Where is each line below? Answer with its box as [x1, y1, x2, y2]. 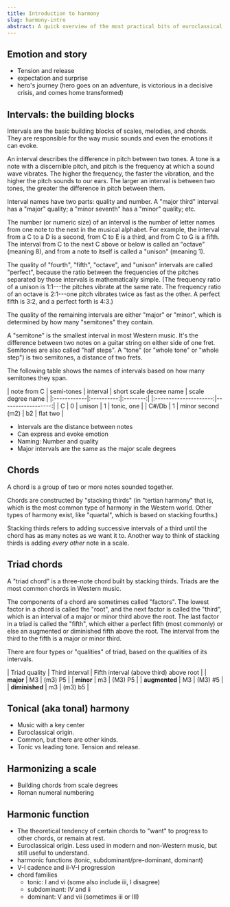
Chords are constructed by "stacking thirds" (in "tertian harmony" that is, [7, 496, 214, 504]
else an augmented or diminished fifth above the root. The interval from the [7, 627, 220, 635]
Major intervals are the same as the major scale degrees [16, 445, 176, 452]
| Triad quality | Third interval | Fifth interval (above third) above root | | [7, 668, 207, 676]
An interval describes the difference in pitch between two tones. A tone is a [7, 155, 220, 163]
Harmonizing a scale [7, 762, 97, 775]
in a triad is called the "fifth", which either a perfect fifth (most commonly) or [7, 619, 223, 627]
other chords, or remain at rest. [16, 834, 106, 842]
